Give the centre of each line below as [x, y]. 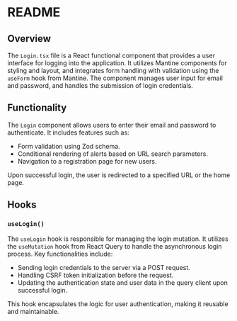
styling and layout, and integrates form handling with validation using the [113, 71]
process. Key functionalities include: [60, 254]
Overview [29, 39]
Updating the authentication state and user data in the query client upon [123, 282]
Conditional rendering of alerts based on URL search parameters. [113, 154]
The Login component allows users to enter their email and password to [112, 125]
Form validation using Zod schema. [69, 146]
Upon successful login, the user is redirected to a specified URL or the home [119, 175]
